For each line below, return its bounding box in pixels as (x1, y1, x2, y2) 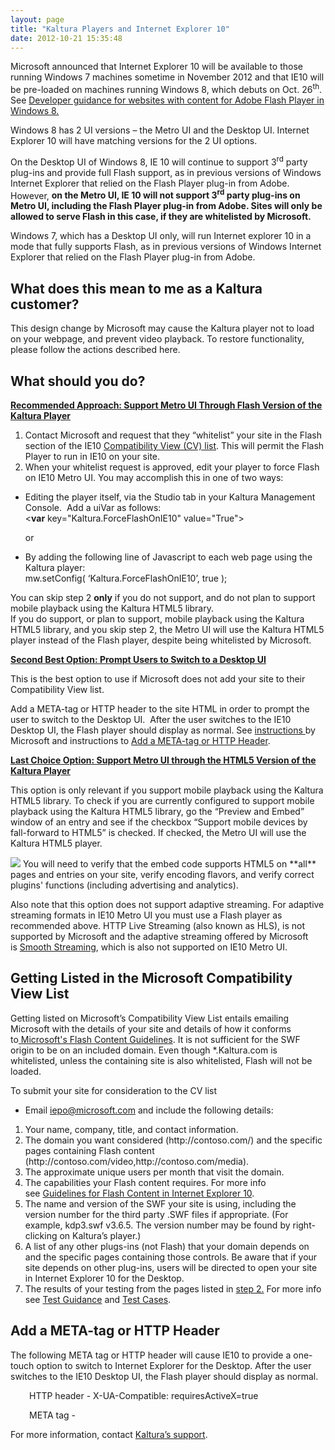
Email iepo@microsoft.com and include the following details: (24, 1104, 274, 1116)
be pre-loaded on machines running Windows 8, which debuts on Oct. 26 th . (10, 82, 323, 96)
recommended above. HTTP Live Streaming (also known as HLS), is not (10, 919, 306, 931)
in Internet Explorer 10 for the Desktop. (24, 1272, 185, 1284)
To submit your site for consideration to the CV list (10, 1084, 218, 1096)
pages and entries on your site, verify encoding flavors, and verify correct (10, 868, 315, 880)
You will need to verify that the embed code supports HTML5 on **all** (22, 857, 317, 870)
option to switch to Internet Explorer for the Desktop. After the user (36, 1359, 312, 1371)
